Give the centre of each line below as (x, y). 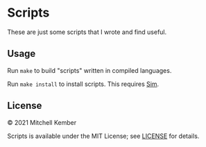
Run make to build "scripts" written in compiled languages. (89, 70)
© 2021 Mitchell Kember (42, 122)
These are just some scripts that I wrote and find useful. (87, 32)
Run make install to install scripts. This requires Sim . (83, 84)
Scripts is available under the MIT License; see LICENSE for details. (103, 136)
